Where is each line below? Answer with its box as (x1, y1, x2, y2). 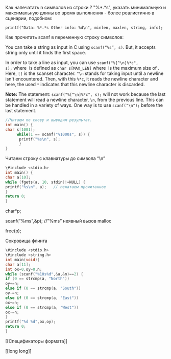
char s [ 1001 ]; (5, 127, 36, 132)
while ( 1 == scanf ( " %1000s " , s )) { (16, 132, 90, 137)
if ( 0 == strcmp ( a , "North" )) (5, 276, 70, 282)
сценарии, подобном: (5, 15, 53, 21)
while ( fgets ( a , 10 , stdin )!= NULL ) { (5, 180, 86, 185)
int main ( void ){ (5, 257, 40, 262)
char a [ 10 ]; (5, 174, 31, 180)
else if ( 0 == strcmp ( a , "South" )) (5, 286, 81, 291)
